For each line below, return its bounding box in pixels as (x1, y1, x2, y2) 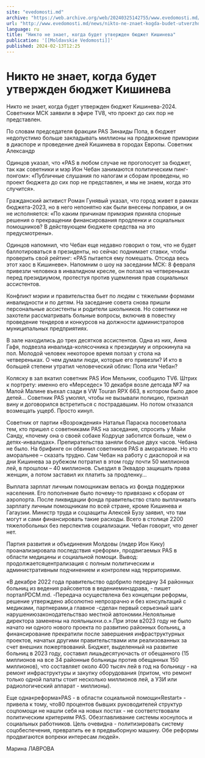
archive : (6, 15, 29, 21)
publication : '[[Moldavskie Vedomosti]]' (6, 37, 113, 43)
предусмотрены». (6, 229, 54, 236)
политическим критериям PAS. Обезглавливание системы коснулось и (6, 713, 193, 721)
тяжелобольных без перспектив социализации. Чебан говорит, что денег (6, 522, 198, 529)
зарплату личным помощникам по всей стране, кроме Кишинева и (6, 502, 182, 509)
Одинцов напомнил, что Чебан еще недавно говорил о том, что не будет (6, 241, 196, 249)
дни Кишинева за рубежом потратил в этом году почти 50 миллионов (6, 457, 190, 465)
